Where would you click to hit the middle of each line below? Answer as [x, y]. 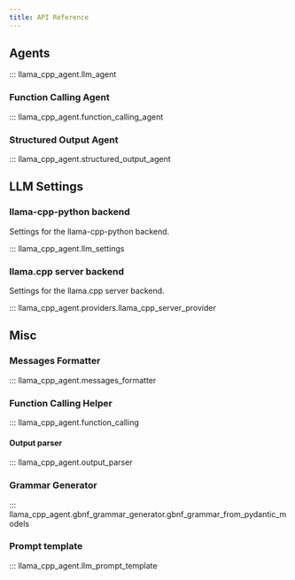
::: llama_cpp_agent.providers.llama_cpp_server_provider [113, 308]
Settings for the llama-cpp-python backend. [89, 231]
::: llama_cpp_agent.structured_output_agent [90, 159]
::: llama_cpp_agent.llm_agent [63, 74]
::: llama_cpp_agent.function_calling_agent [86, 117]
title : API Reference [49, 17]
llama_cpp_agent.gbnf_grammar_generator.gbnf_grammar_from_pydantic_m [148, 514]
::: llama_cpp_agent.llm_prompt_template [83, 565]
